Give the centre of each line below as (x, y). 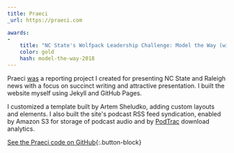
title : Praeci (28, 14)
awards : (18, 33)
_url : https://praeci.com (45, 20)
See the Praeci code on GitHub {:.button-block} (75, 142)
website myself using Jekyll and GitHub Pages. (75, 93)
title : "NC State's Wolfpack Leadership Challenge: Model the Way (118, 46)
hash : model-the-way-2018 (57, 59)
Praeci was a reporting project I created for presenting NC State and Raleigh (117, 78)
